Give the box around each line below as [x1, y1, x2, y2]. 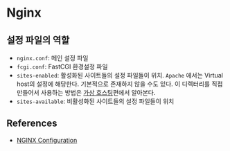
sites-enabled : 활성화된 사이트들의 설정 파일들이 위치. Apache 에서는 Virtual [16, 71, 223, 79]
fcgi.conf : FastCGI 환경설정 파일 [16, 62, 108, 71]
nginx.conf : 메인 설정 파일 [16, 54, 89, 62]
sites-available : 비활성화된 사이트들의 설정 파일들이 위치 [16, 97, 175, 105]
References [6, 118, 57, 130]
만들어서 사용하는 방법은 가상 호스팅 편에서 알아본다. [16, 89, 156, 96]
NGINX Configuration [16, 136, 78, 144]
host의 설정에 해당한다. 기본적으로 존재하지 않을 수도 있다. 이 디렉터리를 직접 [16, 80, 223, 88]
